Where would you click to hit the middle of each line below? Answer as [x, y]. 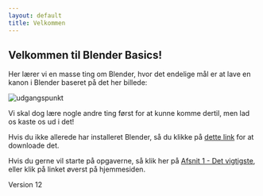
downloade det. [34, 146]
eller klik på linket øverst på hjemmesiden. [77, 169]
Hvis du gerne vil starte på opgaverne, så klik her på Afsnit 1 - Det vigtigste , [132, 161]
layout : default [35, 15]
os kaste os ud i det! [41, 122]
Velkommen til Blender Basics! [85, 55]
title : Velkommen [37, 23]
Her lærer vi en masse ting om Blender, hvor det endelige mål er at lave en [130, 74]
